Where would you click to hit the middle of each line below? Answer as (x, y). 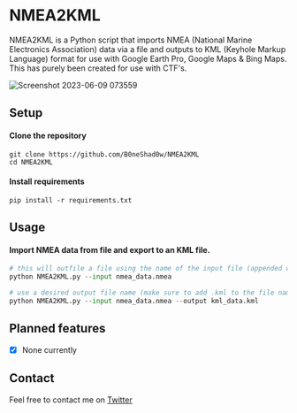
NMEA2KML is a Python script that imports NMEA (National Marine (131, 40)
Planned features (57, 329)
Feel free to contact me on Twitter (71, 400)
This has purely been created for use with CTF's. (98, 68)
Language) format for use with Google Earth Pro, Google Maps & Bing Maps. (148, 58)
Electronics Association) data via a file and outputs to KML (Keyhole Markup (148, 49)
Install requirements (47, 181)
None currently (49, 349)
